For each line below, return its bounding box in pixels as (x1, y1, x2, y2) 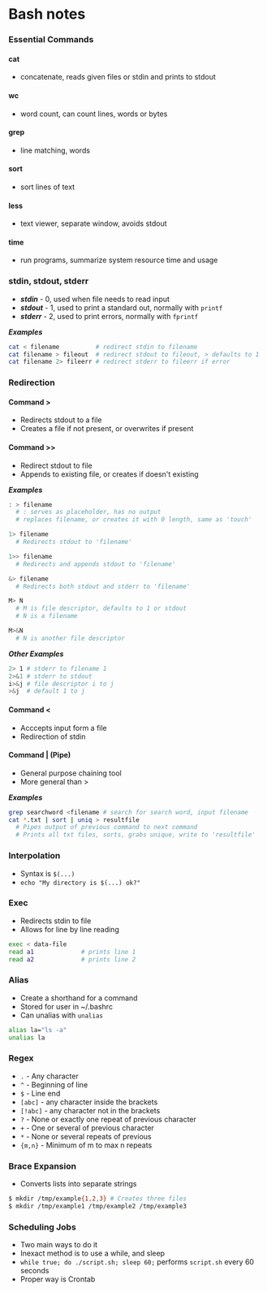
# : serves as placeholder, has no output (15, 508, 161, 516)
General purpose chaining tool (19, 768, 122, 778)
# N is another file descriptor (15, 634, 126, 642)
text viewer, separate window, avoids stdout (19, 218, 168, 228)
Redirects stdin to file (19, 915, 92, 926)
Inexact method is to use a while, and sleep (19, 1248, 165, 1259)
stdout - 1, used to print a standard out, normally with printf (19, 302, 223, 313)
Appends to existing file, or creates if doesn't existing (19, 469, 199, 479)
